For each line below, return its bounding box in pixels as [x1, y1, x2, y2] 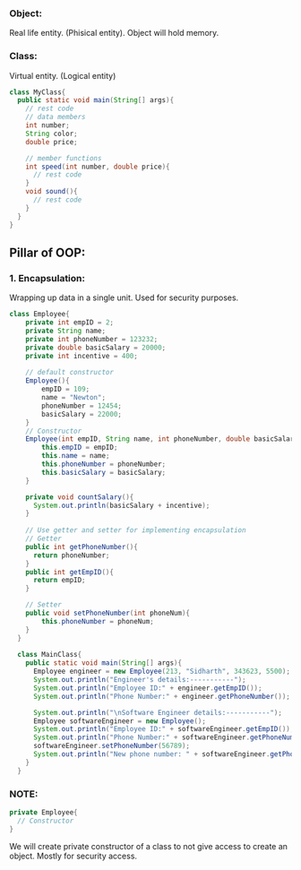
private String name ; [25, 326, 106, 336]
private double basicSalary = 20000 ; [25, 343, 167, 352]
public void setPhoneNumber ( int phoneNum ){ [25, 608, 191, 618]
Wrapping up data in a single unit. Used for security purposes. [9, 292, 239, 303]
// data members [25, 113, 87, 122]
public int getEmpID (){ [25, 567, 115, 576]
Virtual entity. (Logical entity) [9, 70, 116, 81]
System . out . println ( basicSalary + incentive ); [32, 501, 211, 510]
